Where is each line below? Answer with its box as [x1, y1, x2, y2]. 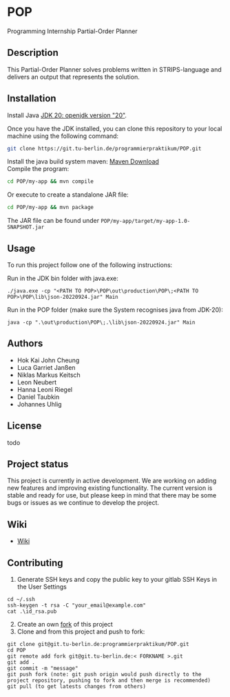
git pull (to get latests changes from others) [7, 683, 147, 690]
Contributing [7, 557, 63, 569]
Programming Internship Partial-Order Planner [7, 27, 138, 35]
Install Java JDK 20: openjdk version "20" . [7, 111, 127, 119]
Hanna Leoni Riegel [17, 385, 73, 393]
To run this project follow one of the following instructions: [7, 261, 173, 269]
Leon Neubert [17, 377, 57, 386]
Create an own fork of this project [17, 620, 114, 629]
